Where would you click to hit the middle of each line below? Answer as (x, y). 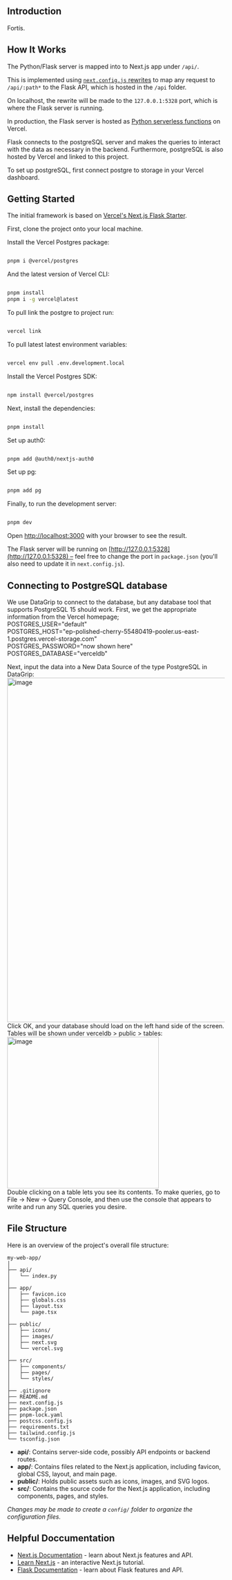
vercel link (24, 331)
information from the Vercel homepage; (63, 617)
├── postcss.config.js (40, 1421)
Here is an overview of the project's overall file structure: (88, 1245)
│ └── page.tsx (32, 1312)
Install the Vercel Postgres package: (58, 242)
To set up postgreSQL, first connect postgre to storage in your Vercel (105, 170)
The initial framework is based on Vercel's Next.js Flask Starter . (97, 215)
